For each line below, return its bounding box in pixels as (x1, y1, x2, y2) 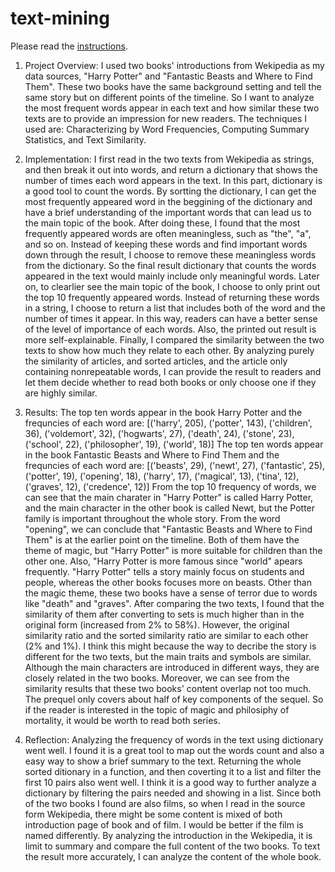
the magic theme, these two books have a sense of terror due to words (24, 587, 318, 599)
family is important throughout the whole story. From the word (24, 512, 281, 524)
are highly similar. (24, 387, 98, 399)
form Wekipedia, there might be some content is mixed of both (24, 808, 283, 820)
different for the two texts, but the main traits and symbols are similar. (24, 650, 312, 662)
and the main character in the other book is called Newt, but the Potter (24, 502, 316, 514)
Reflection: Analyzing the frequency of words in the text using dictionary (24, 733, 324, 746)
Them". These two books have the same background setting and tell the (24, 80, 322, 92)
